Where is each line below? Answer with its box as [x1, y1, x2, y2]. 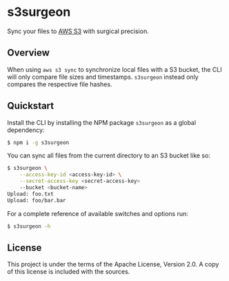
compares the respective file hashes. [7, 80, 112, 88]
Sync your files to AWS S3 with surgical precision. [7, 27, 150, 35]
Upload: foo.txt [7, 191, 54, 197]
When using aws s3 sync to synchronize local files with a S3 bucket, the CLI [7, 65, 222, 73]
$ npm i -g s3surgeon [7, 139, 70, 146]
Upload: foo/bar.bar [7, 197, 67, 204]
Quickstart [7, 100, 54, 112]
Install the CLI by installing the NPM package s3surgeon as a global [7, 118, 197, 126]
